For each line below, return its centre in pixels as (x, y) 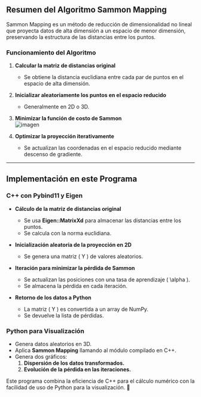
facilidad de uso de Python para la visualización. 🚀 (68, 387)
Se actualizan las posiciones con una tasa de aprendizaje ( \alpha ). (107, 279)
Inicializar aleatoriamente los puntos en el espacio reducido (90, 95)
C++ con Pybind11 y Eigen (44, 196)
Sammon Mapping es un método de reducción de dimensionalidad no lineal (99, 24)
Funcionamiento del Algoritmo (51, 52)
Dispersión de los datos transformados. (74, 363)
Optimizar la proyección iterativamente (65, 137)
